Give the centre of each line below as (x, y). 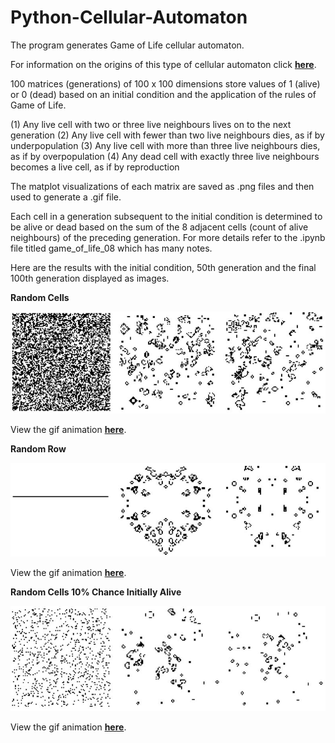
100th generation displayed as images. (90, 278)
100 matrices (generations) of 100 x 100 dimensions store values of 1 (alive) (165, 83)
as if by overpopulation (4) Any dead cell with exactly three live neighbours (165, 156)
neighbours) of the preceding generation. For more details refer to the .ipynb (168, 237)
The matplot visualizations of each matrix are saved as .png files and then (162, 186)
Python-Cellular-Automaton (129, 17)
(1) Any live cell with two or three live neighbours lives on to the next (151, 124)
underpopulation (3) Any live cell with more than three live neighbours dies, (165, 145)
